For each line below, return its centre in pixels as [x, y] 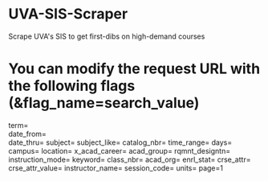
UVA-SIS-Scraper [68, 14]
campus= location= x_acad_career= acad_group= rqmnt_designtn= [120, 150]
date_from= [27, 134]
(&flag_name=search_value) [104, 103]
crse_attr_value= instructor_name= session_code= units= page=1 [116, 168]
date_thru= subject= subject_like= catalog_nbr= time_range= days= [120, 142]
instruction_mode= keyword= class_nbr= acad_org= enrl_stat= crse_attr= [130, 159]
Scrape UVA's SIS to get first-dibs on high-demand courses [107, 36]
